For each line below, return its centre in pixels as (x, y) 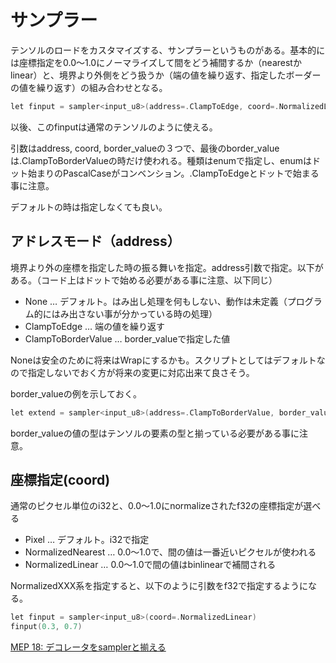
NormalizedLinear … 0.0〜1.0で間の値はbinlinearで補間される (150, 565)
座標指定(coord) (60, 479)
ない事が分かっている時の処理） (152, 313)
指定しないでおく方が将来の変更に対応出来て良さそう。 (141, 372)
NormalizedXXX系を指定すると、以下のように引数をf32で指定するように (159, 586)
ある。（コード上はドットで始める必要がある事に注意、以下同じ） (144, 280)
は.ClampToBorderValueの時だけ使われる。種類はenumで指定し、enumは (161, 160)
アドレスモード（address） (95, 241)
